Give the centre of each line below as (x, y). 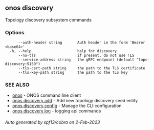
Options (15, 32)
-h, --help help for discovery (63, 51)
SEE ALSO (17, 85)
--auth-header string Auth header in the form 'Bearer (82, 43)
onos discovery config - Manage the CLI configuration (67, 106)
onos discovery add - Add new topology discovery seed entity (75, 101)
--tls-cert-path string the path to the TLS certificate (82, 68)
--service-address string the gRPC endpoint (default (76, 60)
